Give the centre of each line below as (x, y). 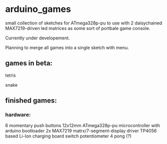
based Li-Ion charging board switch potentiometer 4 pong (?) (68, 136)
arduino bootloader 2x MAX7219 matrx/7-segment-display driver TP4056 (81, 131)
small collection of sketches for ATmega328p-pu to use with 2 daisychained (84, 23)
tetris (11, 75)
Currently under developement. (38, 38)
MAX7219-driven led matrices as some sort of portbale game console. (78, 28)
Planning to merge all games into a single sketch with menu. (67, 47)
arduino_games (38, 9)
